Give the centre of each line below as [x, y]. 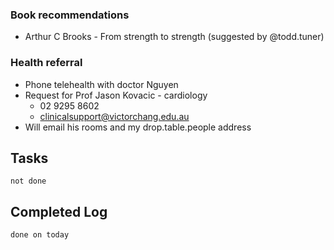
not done [28, 181]
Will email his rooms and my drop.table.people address [138, 127]
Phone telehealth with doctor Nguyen [101, 84]
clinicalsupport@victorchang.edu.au [114, 116]
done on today [40, 235]
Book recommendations [70, 15]
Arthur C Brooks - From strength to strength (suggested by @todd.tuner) [174, 37]
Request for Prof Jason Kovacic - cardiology [116, 95]
